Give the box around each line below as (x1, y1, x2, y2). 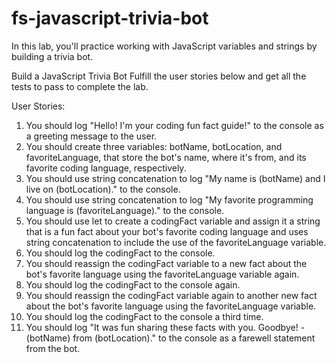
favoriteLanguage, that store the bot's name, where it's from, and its (25, 151, 307, 163)
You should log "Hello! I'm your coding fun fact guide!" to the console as (25, 119, 324, 131)
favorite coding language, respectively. (25, 162, 187, 174)
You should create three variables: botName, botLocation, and (25, 140, 283, 152)
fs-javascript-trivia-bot (11, 7, 209, 30)
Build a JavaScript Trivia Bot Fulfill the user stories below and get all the (11, 70, 307, 82)
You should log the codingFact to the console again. (25, 278, 241, 291)
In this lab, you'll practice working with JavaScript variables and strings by (11, 40, 318, 52)
